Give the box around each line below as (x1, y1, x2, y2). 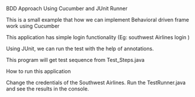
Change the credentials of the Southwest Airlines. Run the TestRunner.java (6, 79, 186, 86)
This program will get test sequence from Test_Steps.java (6, 57, 145, 63)
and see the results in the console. (6, 85, 90, 92)
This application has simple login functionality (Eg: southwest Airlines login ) (6, 34, 190, 40)
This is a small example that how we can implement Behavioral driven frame (6, 16, 189, 23)
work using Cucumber (6, 23, 60, 29)
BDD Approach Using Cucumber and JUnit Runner (6, 5, 128, 12)
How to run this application (6, 68, 71, 75)
